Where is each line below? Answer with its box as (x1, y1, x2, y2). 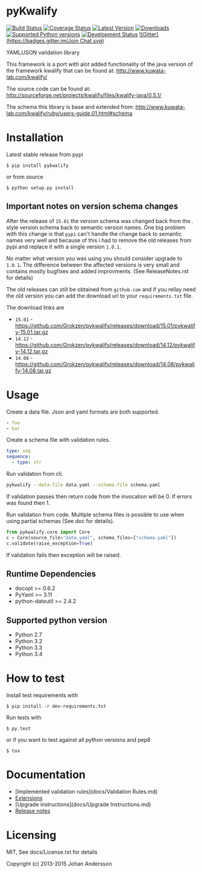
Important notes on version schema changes (6, 201, 178, 212)
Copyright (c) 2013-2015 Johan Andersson (6, 860, 112, 867)
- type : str (11, 459, 42, 466)
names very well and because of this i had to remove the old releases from (6, 236, 192, 244)
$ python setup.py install (6, 184, 74, 191)
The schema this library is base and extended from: (6, 103, 134, 110)
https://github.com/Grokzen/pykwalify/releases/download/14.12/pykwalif (14, 341, 195, 348)
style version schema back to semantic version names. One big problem (6, 224, 186, 231)
